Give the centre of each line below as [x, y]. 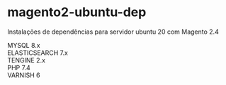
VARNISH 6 [24, 75]
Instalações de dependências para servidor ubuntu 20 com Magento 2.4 [113, 32]
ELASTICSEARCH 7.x [38, 53]
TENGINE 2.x [27, 60]
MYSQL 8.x [24, 45]
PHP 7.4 [19, 67]
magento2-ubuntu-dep [77, 12]
